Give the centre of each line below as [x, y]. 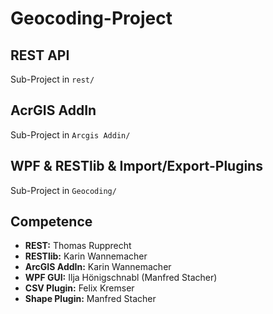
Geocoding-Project [91, 18]
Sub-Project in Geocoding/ [63, 190]
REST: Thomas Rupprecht [78, 246]
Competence [51, 222]
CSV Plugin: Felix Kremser [79, 288]
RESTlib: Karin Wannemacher [86, 256]
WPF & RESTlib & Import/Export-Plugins [136, 166]
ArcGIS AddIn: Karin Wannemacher [98, 267]
